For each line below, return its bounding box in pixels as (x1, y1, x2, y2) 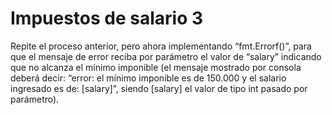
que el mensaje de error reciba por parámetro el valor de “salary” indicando (10, 50, 322, 62)
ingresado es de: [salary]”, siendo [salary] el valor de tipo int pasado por (10, 82, 308, 94)
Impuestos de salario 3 (10, 7, 204, 30)
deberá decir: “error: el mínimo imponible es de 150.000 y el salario (10, 72, 287, 84)
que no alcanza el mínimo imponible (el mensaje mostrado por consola (10, 61, 302, 73)
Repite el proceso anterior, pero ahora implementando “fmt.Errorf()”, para (10, 40, 312, 52)
